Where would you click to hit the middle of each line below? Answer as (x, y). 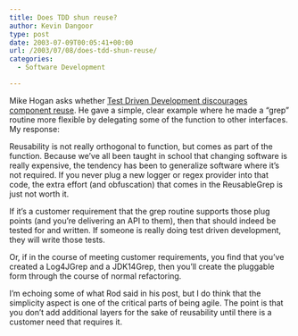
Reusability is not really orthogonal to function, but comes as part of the (141, 146)
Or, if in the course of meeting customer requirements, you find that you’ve (147, 256)
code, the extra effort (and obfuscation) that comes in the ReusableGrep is (146, 184)
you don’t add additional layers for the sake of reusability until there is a (141, 312)
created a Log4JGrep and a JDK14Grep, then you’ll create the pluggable (142, 266)
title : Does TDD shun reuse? (63, 17)
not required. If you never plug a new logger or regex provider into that (139, 174)
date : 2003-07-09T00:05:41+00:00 (71, 42)
